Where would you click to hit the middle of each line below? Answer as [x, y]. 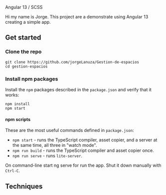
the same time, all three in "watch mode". [55, 145]
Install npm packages [32, 79]
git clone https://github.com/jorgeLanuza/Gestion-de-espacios [72, 62]
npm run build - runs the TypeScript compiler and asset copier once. [83, 150]
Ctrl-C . [12, 171]
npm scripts [18, 119]
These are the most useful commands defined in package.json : [70, 130]
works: [12, 95]
